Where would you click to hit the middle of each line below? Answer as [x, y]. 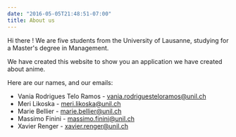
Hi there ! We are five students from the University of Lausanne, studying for [118, 40]
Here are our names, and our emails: [60, 82]
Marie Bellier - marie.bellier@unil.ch [69, 111]
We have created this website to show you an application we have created [115, 61]
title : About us [31, 20]
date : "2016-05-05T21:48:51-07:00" [60, 14]
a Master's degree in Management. [58, 48]
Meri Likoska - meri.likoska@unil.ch [69, 103]
